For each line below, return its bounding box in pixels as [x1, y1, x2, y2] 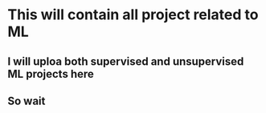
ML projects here [7, 67, 94, 81]
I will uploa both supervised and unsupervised [7, 54, 244, 68]
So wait [7, 94, 46, 107]
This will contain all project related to [7, 6, 259, 24]
